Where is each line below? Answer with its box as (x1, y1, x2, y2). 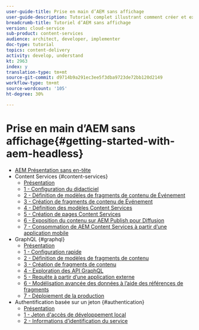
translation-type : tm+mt (6, 69, 68, 75)
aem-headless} (6, 147, 84, 160)
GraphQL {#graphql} (14, 235, 65, 242)
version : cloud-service (6, 25, 65, 31)
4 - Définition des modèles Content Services (23, 204, 133, 211)
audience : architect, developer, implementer (6, 36, 120, 42)
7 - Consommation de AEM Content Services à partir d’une (23, 223, 167, 230)
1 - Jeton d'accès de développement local (23, 311, 126, 318)
